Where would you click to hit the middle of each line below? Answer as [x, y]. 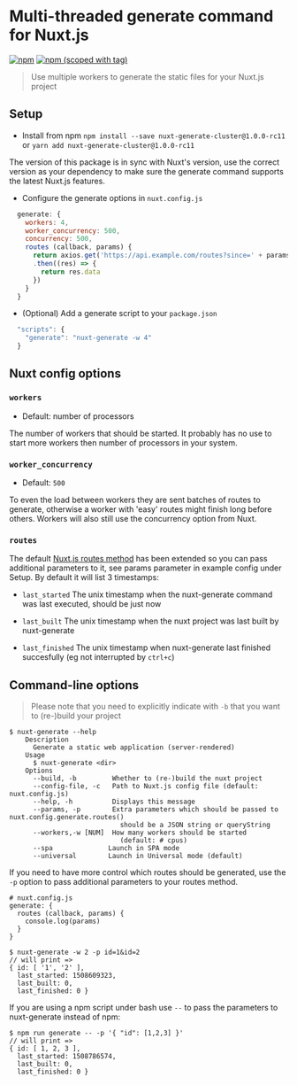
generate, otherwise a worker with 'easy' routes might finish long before [141, 509]
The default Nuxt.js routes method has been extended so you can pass [138, 559]
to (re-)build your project [76, 716]
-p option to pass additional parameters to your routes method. [124, 882]
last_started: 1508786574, [67, 1057]
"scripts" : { [41, 329]
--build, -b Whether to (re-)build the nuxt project [148, 779]
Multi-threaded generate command [141, 16]
